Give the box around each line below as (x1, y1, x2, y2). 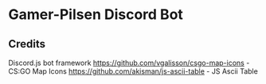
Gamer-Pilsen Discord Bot (8, 6, 183, 24)
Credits (8, 37, 46, 51)
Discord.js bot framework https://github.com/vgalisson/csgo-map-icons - (8, 58, 250, 67)
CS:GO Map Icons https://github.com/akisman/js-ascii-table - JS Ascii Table (8, 67, 259, 76)
